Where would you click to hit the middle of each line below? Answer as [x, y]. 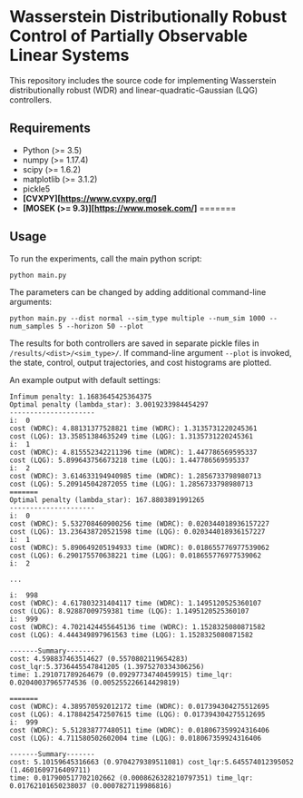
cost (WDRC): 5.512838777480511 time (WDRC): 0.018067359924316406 [140, 730]
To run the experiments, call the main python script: [106, 258]
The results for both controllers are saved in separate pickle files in [134, 343]
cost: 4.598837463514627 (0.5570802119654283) [99, 659]
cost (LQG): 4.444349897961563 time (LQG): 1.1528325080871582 [132, 635]
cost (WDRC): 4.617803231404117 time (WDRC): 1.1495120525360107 [135, 603]
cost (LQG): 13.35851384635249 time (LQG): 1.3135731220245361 [132, 436]
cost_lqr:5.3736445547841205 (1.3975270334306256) [107, 666]
